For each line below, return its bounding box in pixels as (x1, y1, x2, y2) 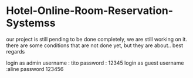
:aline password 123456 (6, 65, 64, 72)
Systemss (6, 16, 56, 30)
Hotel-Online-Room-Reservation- (6, 4, 174, 17)
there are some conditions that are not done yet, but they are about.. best (6, 42, 184, 49)
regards (6, 48, 25, 55)
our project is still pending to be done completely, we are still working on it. (6, 36, 188, 42)
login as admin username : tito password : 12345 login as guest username (6, 59, 184, 66)
